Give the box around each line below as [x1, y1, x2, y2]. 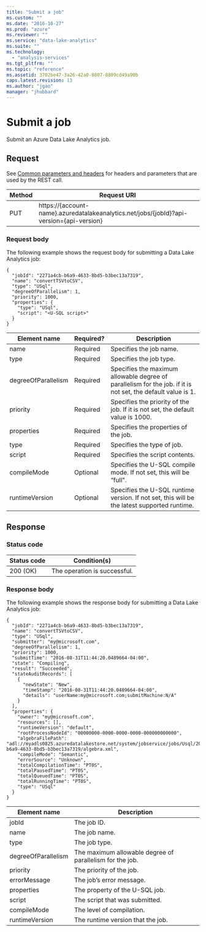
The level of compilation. [74, 906, 145, 914]
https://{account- [39, 201, 90, 209]
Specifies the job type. [110, 354, 176, 363]
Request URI [99, 191, 136, 199]
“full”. [110, 476, 127, 484]
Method [9, 191, 33, 199]
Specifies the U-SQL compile [110, 460, 196, 469]
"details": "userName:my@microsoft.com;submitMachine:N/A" [22, 692, 177, 698]
